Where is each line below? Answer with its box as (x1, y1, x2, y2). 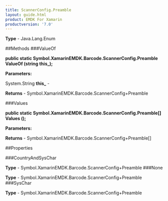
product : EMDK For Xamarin (5, 17, 62, 22)
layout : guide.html (5, 12, 47, 17)
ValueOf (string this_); (5, 61, 53, 67)
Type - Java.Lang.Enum (5, 36, 56, 42)
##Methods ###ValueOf (5, 45, 56, 51)
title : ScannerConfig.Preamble (5, 7, 72, 13)
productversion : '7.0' (5, 21, 53, 27)
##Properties (5, 145, 33, 151)
